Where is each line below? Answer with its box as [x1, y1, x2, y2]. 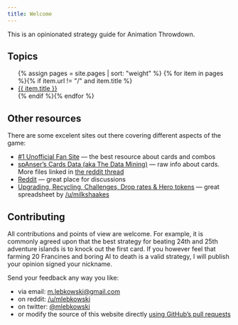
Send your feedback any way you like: [7, 274, 119, 282]
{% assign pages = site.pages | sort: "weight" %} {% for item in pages [17, 69, 224, 78]
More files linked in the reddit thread [17, 167, 124, 176]
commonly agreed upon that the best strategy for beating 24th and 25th [7, 237, 218, 246]
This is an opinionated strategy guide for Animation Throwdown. [7, 30, 195, 38]
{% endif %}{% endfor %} [17, 92, 94, 100]
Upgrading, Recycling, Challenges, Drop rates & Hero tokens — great [17, 182, 220, 192]
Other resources [7, 112, 82, 124]
